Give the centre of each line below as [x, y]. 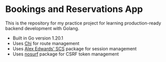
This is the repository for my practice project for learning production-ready [83, 23]
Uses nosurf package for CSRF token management [66, 54]
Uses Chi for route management [46, 43]
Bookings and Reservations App [74, 9]
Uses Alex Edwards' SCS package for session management [74, 48]
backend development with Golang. [42, 28]
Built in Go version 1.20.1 [38, 38]
